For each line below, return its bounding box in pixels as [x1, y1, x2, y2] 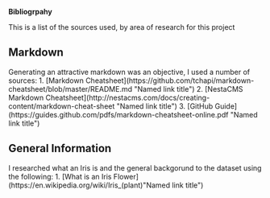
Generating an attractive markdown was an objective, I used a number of [8, 67, 251, 76]
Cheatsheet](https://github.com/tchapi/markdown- [85, 76, 255, 85]
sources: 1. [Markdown [8, 76, 85, 85]
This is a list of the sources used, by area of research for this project [8, 23, 235, 31]
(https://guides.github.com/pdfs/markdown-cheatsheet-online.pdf [8, 109, 229, 119]
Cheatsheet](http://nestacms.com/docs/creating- [45, 93, 210, 102]
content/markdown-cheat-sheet [8, 101, 115, 111]
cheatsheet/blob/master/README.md [8, 84, 133, 93]
